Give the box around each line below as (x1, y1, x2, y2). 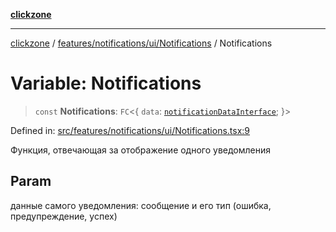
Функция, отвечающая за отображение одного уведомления (10, 144, 272, 156)
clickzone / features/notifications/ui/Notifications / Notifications (10, 37, 273, 49)
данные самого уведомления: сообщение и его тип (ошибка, (10, 199, 272, 211)
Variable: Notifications (10, 72, 202, 95)
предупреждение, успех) (10, 210, 118, 222)
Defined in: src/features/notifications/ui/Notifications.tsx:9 (10, 124, 251, 136)
